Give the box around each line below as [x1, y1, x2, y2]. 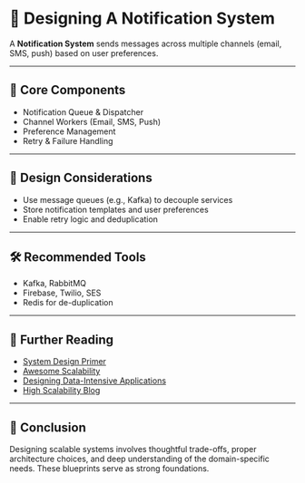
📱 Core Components [9, 82, 126, 98]
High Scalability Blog [22, 385, 101, 396]
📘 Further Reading [9, 332, 113, 347]
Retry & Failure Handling [22, 135, 113, 146]
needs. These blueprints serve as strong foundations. [9, 463, 210, 474]
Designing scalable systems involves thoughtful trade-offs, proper [9, 444, 257, 454]
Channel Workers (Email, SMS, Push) [22, 116, 162, 127]
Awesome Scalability [22, 366, 101, 377]
